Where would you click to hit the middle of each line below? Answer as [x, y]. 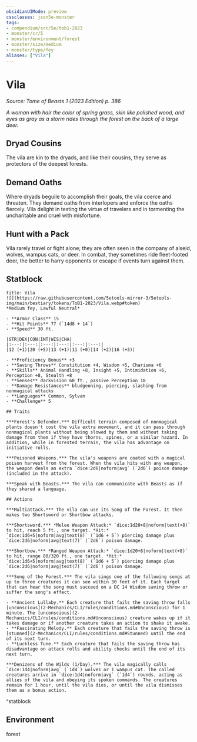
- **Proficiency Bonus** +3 [41, 360]
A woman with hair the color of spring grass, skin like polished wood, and [95, 112]
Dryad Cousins [34, 143]
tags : [13, 22]
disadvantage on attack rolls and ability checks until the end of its [96, 649]
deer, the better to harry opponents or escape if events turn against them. [96, 261]
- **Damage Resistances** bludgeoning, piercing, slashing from [86, 386]
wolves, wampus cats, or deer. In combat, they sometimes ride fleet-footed [97, 255]
